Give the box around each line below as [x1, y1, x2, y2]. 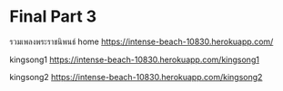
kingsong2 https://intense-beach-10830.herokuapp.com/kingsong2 [9, 71, 263, 82]
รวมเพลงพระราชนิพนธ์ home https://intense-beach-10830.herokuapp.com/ [9, 36, 274, 47]
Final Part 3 [9, 6, 97, 27]
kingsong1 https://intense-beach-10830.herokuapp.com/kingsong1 [9, 54, 259, 65]
